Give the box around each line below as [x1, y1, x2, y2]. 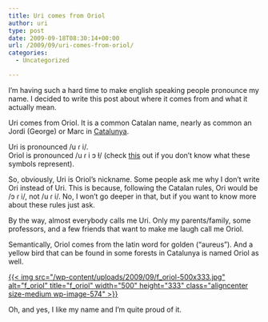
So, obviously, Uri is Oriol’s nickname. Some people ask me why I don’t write [8, 174, 260, 184]
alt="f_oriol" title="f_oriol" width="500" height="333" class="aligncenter [8, 280, 249, 290]
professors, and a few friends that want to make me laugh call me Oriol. [8, 223, 244, 233]
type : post [8, 26, 45, 34]
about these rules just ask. [8, 199, 96, 209]
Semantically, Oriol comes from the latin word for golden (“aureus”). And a [8, 239, 254, 249]
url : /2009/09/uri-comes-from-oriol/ [8, 42, 134, 50]
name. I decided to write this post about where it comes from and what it [8, 94, 248, 103]
